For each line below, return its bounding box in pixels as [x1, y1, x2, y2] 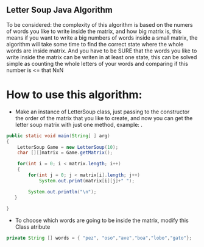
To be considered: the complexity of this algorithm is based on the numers [6, 21, 193, 28]
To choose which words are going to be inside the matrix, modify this [15, 217, 189, 224]
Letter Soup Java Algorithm [6, 5, 113, 15]
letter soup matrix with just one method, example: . [15, 121, 143, 128]
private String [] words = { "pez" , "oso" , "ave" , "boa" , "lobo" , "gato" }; [6, 235, 192, 242]
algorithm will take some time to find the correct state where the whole [6, 40, 184, 48]
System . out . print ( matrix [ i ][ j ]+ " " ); [38, 177, 135, 184]
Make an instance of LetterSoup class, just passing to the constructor [15, 108, 190, 115]
